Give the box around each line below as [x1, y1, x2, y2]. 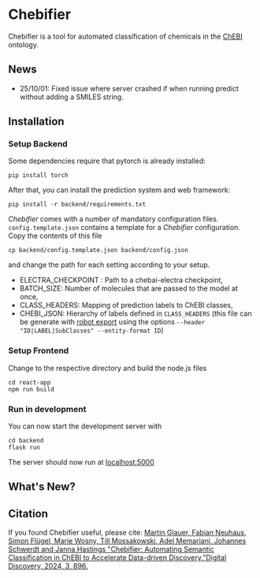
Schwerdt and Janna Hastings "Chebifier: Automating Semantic [8, 545, 214, 554]
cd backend [8, 437, 44, 445]
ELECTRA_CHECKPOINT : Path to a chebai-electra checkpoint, [19, 276, 223, 285]
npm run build [8, 385, 55, 393]
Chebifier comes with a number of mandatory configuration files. [8, 214, 219, 224]
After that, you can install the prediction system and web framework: [8, 185, 231, 195]
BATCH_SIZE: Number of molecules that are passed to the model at [19, 283, 239, 293]
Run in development [8, 403, 87, 414]
